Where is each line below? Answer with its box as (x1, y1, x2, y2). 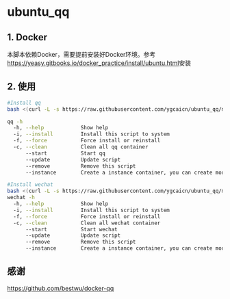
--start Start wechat (25, 226, 118, 233)
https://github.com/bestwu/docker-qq (7, 284, 114, 292)
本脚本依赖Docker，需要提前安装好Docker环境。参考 (7, 51, 156, 58)
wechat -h (7, 194, 36, 201)
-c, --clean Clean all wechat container (13, 220, 161, 226)
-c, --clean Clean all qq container (13, 144, 149, 151)
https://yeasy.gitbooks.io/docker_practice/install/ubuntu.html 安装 (7, 59, 192, 67)
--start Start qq (25, 150, 106, 157)
